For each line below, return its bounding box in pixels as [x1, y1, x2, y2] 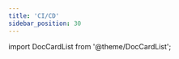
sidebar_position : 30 [8, 19, 82, 27]
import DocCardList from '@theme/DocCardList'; [8, 41, 172, 51]
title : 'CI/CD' [8, 11, 60, 20]
